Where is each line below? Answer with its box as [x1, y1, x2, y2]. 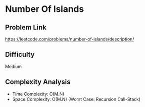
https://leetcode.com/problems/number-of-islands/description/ [5, 36, 135, 42]
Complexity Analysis [5, 78, 71, 86]
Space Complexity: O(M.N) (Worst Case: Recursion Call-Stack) [12, 96, 141, 102]
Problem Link [5, 23, 47, 32]
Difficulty [5, 50, 35, 59]
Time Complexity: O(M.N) [12, 91, 65, 97]
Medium [5, 63, 22, 70]
